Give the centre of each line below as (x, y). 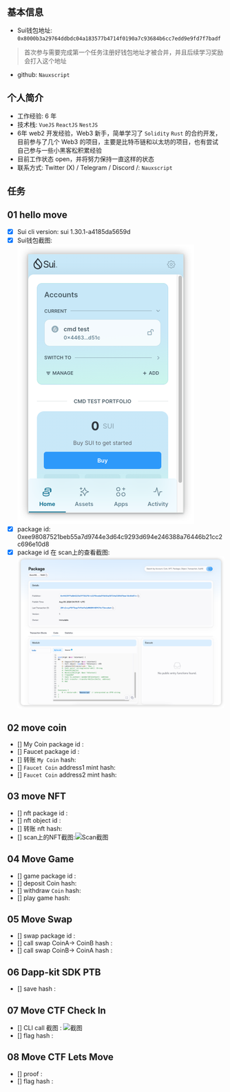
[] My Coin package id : (50, 744)
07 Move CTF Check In (57, 1010)
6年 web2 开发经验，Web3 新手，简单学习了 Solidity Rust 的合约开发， (119, 133)
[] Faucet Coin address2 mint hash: (67, 775)
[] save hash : (36, 989)
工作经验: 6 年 (37, 116)
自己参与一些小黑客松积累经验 (59, 150)
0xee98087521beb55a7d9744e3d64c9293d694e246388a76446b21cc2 (119, 537)
